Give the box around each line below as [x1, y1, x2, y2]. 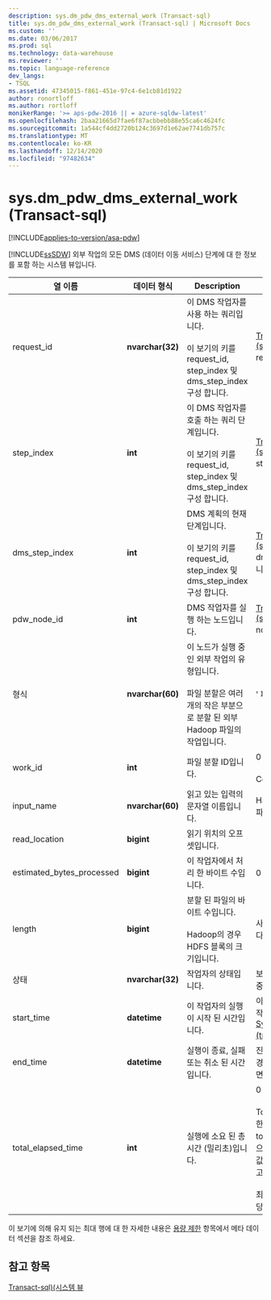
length [12, 923, 37, 934]
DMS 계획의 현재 [186, 508, 248, 520]
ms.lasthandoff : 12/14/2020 [8, 147, 103, 155]
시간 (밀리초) [186, 1143, 233, 1154]
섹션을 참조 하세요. [16, 1234, 75, 1244]
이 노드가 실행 [186, 642, 236, 653]
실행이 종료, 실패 [186, 1045, 246, 1056]
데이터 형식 [132, 281, 173, 292]
